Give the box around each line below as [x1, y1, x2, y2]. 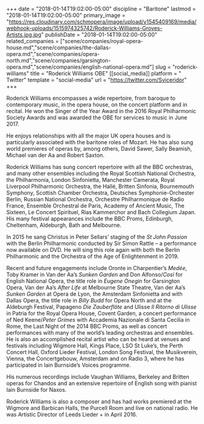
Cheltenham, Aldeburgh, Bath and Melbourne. [6, 221, 122, 229]
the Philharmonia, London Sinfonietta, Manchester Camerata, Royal [6, 176, 175, 183]
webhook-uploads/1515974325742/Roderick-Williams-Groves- [6, 24, 163, 32]
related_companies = [6, 38, 59, 44]
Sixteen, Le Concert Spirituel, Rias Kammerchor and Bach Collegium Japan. [6, 209, 196, 215]
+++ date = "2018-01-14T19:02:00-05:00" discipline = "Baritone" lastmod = [6, 5, 196, 12]
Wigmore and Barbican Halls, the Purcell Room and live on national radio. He [6, 405, 198, 411]
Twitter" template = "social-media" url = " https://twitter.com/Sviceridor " [6, 76, 187, 83]
